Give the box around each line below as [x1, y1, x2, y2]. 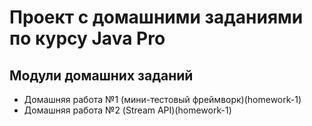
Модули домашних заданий [9, 67, 194, 84]
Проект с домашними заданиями [9, 6, 304, 29]
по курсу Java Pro [9, 27, 166, 50]
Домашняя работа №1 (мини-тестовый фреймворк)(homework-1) [23, 94, 302, 105]
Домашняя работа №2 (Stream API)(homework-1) [23, 104, 232, 116]
